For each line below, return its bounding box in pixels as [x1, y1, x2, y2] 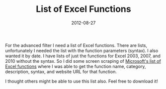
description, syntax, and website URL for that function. [5, 68, 117, 75]
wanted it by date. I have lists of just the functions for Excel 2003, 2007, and [5, 53, 161, 59]
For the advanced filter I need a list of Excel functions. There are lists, [5, 42, 148, 48]
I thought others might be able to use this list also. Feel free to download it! [5, 78, 158, 84]
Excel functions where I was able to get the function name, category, [5, 63, 146, 69]
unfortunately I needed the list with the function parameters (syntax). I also [5, 47, 159, 53]
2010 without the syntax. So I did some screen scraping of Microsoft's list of [5, 58, 162, 64]
